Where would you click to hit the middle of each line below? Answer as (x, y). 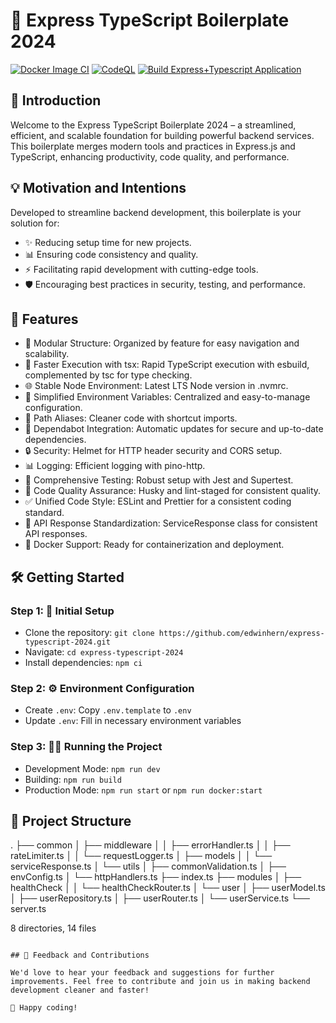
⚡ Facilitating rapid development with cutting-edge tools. (141, 269)
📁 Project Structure (71, 821)
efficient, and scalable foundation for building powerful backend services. (162, 135)
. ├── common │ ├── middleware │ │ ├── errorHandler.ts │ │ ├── (150, 845)
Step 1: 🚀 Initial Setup (62, 611)
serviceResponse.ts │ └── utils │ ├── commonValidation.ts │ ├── (148, 866)
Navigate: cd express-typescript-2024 (104, 652)
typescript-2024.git (67, 642)
